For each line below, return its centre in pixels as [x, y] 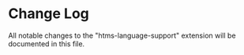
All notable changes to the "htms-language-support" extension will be [122, 35]
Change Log [49, 14]
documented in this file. [47, 43]
